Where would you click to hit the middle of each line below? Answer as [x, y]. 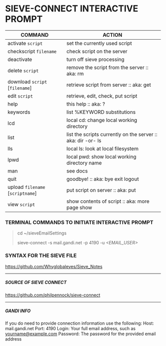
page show [79, 207]
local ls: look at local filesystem [103, 148]
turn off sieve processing [95, 59]
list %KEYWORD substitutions [101, 112]
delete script [23, 70]
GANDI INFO [18, 311]
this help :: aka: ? [86, 104]
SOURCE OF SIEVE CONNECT [36, 283]
